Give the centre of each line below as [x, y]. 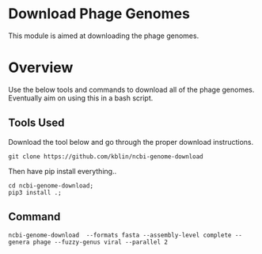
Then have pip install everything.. [63, 171]
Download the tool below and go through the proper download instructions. [131, 142]
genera [19, 242]
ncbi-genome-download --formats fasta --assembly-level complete [120, 235]
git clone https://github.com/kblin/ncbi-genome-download [106, 156]
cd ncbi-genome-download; [51, 186]
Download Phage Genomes [99, 14]
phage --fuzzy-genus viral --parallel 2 [101, 242]
